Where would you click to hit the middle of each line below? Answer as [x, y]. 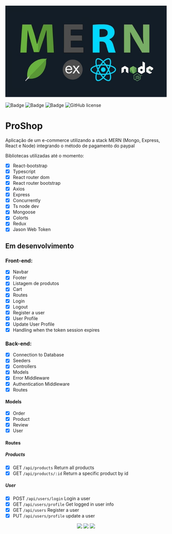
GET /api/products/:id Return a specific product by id [71, 473]
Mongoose [24, 212]
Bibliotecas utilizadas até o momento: [45, 155]
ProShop [24, 126]
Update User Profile [34, 324]
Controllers [25, 366]
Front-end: [19, 260]
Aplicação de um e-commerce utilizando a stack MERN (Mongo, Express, [83, 140]
